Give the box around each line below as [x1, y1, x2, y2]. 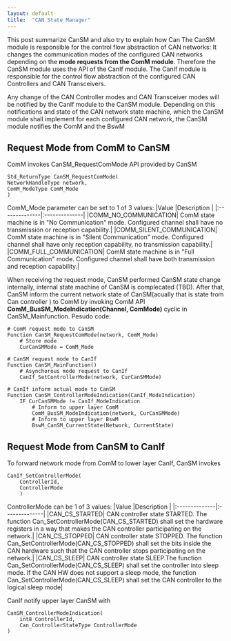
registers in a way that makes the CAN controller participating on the [7, 525, 202, 533]
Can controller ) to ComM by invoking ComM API [7, 298, 145, 306]
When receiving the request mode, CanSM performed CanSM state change [7, 276, 221, 284]
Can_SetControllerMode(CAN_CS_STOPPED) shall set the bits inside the [7, 539, 212, 548]
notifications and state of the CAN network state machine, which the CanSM [7, 108, 224, 116]
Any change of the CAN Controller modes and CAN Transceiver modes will [7, 92, 219, 101]
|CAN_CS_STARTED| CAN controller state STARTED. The [47, 510, 208, 518]
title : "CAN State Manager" [7, 17, 91, 23]
